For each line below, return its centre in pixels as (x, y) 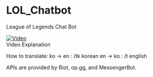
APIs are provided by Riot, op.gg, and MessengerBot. (71, 67)
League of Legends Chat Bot (41, 27)
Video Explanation (28, 44)
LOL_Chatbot (39, 10)
